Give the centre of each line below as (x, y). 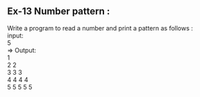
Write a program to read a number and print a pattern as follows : (100, 28)
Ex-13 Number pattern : (59, 11)
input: (16, 35)
